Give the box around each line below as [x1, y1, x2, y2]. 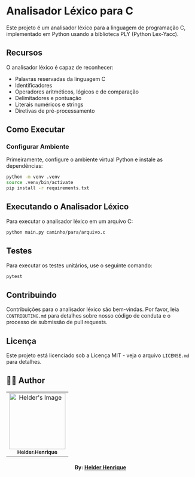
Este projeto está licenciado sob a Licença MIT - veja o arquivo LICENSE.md [6, 352, 190, 359]
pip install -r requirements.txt [6, 185, 90, 191]
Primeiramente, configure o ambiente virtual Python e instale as [6, 156, 163, 163]
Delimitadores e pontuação [14, 94, 82, 101]
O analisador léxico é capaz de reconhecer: [6, 64, 114, 71]
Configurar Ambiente [6, 143, 69, 151]
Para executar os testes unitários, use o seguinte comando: [6, 262, 153, 269]
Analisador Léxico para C [6, 4, 133, 18]
